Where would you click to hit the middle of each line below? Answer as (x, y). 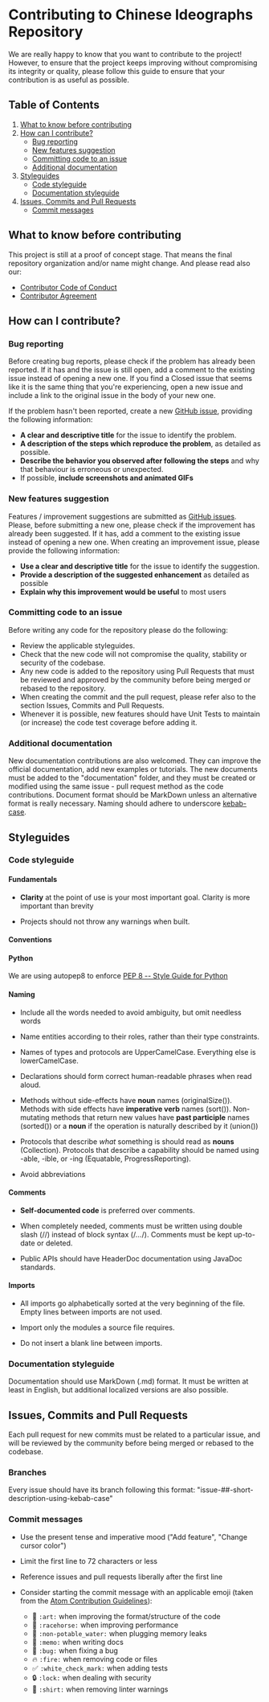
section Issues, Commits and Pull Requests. (92, 705)
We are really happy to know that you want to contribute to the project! (125, 54)
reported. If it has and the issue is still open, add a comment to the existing (132, 370)
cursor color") (43, 1545)
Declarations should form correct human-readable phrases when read (136, 1076)
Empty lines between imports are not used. (91, 1312)
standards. (38, 1267)
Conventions (30, 940)
